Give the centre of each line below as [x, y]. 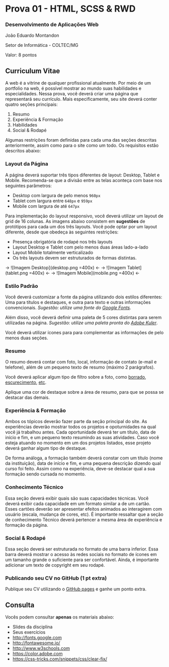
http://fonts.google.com [37, 638]
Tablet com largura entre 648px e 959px [52, 201]
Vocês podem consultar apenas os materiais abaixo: [60, 617]
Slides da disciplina [32, 627]
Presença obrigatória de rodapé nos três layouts [62, 241]
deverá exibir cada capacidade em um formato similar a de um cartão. [78, 503]
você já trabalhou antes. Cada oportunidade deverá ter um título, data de [80, 432]
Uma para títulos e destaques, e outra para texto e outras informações [78, 302]
